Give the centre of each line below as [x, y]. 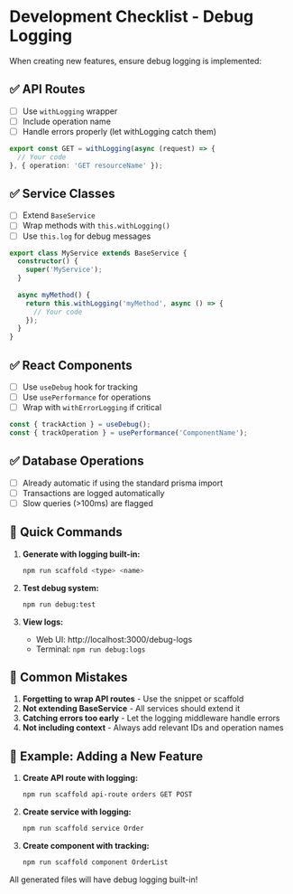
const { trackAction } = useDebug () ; [80, 425]
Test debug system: [60, 588]
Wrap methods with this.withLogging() [96, 226]
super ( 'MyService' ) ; [64, 270]
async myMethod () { [54, 295]
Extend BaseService [59, 215]
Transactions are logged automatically [93, 493]
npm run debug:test [59, 604]
